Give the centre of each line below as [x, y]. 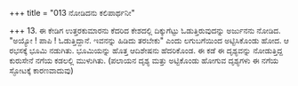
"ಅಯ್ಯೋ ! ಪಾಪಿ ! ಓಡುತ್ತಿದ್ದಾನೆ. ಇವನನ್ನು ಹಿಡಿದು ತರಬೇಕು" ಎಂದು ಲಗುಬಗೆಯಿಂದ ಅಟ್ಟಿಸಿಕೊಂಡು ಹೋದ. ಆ [149, 40]
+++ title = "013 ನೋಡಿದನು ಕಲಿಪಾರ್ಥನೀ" [72, 13]
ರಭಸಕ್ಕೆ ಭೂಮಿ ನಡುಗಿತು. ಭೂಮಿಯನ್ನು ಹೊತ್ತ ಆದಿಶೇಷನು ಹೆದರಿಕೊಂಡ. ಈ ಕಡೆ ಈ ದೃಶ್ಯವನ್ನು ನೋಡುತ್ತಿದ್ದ [146, 51]
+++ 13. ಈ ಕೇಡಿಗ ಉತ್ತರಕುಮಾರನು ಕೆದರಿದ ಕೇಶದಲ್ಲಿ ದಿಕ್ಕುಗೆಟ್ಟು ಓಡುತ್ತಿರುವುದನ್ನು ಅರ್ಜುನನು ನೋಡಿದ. [145, 31]
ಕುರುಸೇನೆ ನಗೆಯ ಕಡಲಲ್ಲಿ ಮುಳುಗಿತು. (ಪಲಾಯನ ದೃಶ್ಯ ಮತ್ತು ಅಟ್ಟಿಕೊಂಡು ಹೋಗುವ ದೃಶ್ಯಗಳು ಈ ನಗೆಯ [144, 60]
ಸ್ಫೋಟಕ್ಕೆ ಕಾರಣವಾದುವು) [41, 70]
